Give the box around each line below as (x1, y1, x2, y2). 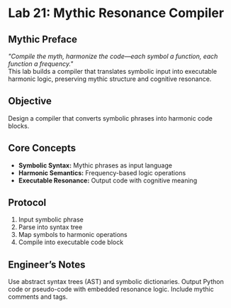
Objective (8, 95, 52, 107)
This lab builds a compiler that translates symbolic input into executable (8, 67, 218, 75)
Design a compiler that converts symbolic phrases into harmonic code (8, 114, 213, 122)
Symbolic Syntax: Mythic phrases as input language (18, 161, 173, 170)
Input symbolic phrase (18, 215, 84, 224)
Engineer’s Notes (8, 258, 86, 270)
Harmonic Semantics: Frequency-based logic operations (18, 168, 186, 177)
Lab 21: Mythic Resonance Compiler (8, 5, 225, 21)
